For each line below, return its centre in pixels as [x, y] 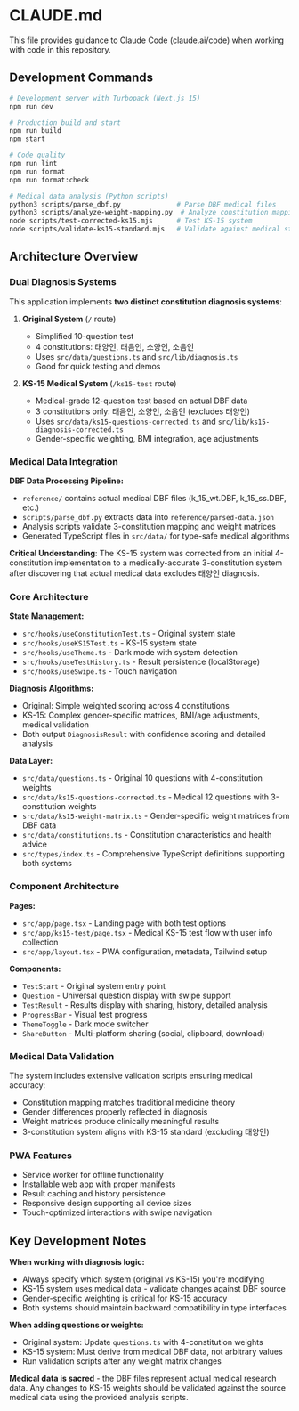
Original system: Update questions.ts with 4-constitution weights [143, 1342]
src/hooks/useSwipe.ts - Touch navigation [100, 671]
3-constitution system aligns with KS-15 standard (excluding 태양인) [145, 1131]
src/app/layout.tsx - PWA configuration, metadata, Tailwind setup [145, 951]
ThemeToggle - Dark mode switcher [85, 1024]
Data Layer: [31, 761]
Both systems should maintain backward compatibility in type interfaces [154, 1307]
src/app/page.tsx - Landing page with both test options [124, 923]
